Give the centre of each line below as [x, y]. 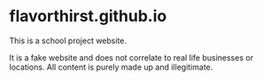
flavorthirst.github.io [88, 16]
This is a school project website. [68, 40]
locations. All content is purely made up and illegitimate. [111, 67]
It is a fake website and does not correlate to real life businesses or [131, 57]
